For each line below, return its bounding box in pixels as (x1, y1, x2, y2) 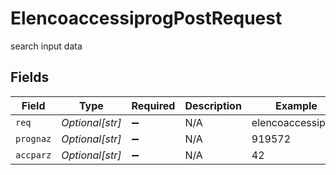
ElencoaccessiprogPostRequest (10, 7, 283, 30)
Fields (10, 69, 50, 86)
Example (275, 98, 318, 112)
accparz (15, 149, 52, 161)
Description (184, 98, 242, 112)
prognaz (15, 133, 52, 144)
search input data (10, 40, 83, 52)
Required (131, 98, 176, 112)
